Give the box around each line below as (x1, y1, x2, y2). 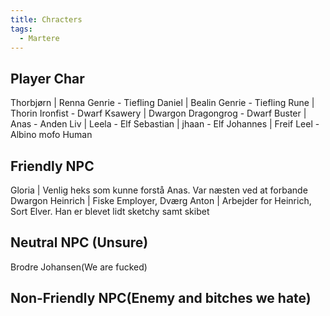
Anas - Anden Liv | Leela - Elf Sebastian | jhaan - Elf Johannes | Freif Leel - (10, 118, 320, 130)
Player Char (10, 70, 85, 87)
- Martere (19, 33, 60, 43)
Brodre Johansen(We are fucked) (10, 261, 148, 273)
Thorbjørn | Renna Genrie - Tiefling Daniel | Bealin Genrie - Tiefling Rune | (10, 97, 315, 109)
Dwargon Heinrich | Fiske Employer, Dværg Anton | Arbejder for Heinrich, (10, 195, 312, 206)
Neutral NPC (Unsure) (10, 234, 149, 251)
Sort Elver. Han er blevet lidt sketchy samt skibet (10, 206, 210, 217)
